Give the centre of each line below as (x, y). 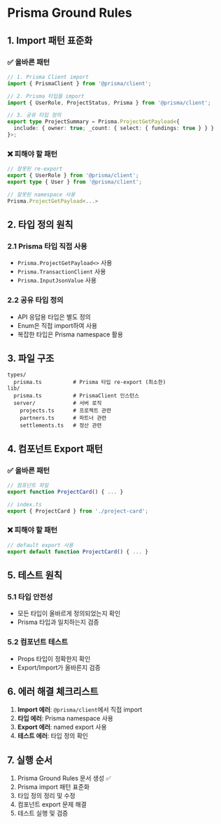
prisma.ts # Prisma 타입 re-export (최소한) (90, 383)
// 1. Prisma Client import (48, 77)
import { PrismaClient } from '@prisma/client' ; (79, 83)
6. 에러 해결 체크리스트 (53, 691)
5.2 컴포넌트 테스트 (38, 642)
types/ (17, 375)
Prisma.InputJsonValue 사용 (57, 280)
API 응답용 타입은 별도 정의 (54, 317)
